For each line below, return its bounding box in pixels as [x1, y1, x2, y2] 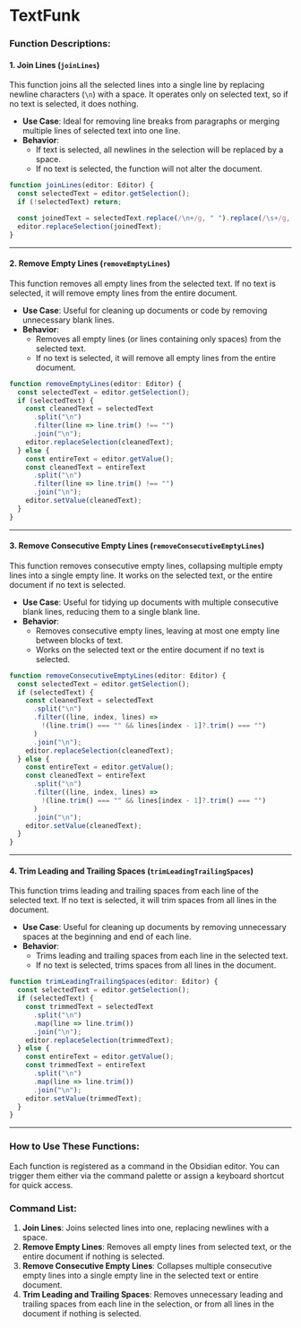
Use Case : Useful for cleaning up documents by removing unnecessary [21, 922, 287, 933]
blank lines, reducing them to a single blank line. [21, 606, 201, 617]
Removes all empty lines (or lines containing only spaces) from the [35, 333, 282, 344]
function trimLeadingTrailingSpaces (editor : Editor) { [9, 978, 219, 987]
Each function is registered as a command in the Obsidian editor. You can [9, 1160, 280, 1171]
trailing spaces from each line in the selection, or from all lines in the [21, 1298, 275, 1309]
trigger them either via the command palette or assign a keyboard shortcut [9, 1170, 285, 1181]
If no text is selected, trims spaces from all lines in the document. [35, 960, 277, 970]
